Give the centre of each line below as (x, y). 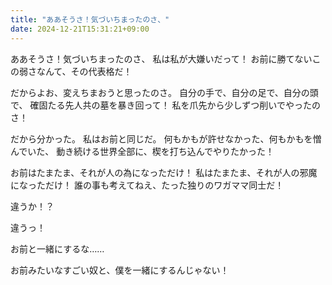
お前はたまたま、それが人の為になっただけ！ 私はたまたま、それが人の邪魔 (164, 172)
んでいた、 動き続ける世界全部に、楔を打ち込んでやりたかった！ (142, 151)
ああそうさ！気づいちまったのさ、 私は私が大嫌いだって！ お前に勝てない (161, 58)
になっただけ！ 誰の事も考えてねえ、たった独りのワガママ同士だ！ (147, 185)
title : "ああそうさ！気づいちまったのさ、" (90, 19)
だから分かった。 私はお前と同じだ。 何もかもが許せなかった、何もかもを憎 (166, 138)
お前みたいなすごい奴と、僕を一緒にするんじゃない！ (120, 270)
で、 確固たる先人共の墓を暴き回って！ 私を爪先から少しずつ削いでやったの (165, 105)
